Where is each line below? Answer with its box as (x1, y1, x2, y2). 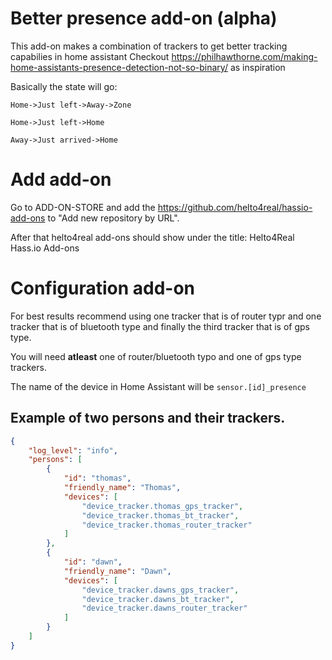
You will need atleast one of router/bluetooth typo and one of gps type (10, 350, 302, 362)
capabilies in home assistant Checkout (10, 50, 170, 62)
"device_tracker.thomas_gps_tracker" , (81, 501, 244, 511)
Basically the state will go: (10, 80, 118, 92)
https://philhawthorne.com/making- (171, 50, 318, 62)
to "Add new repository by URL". (47, 212, 180, 224)
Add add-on (10, 168, 112, 191)
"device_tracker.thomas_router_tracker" (81, 520, 253, 530)
